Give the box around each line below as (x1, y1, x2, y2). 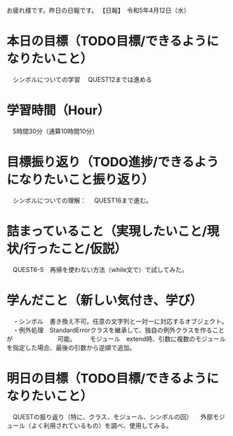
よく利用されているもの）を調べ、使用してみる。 (30, 421, 173, 430)
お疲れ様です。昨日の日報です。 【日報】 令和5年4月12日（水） (6, 6, 190, 14)
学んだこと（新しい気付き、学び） (6, 292, 203, 308)
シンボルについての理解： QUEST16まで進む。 (12, 196, 152, 205)
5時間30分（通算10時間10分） (12, 127, 99, 135)
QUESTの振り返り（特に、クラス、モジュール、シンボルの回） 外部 (12, 412, 213, 421)
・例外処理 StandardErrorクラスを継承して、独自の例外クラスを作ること (12, 325, 225, 334)
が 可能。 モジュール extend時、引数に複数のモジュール (6, 334, 226, 343)
